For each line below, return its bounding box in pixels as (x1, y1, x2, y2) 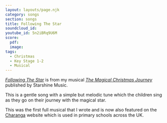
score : (5, 35, 19, 40)
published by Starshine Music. (5, 82, 68, 88)
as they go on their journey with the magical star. (5, 97, 107, 103)
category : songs (5, 12, 39, 17)
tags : (5, 49, 17, 54)
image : (10, 44, 24, 49)
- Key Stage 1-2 (10, 58, 44, 63)
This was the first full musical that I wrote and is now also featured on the (5, 107, 157, 113)
